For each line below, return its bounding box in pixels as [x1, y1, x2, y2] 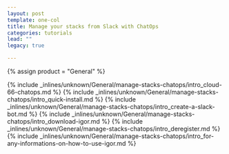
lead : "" [7, 36, 32, 43]
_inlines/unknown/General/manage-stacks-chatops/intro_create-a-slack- [7, 103, 215, 110]
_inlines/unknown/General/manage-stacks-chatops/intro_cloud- [39, 81, 222, 88]
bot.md [7, 110, 28, 118]
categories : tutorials [7, 29, 72, 37]
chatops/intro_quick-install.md [7, 95, 93, 104]
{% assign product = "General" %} [7, 67, 106, 75]
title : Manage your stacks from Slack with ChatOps [7, 23, 159, 30]
